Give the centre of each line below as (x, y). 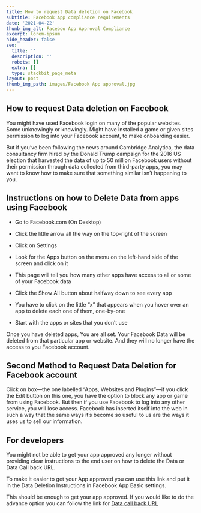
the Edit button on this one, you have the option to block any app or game (97, 396)
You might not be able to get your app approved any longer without (89, 455)
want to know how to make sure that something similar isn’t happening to (97, 173)
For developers (35, 440)
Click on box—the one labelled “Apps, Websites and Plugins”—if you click (97, 389)
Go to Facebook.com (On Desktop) (58, 222)
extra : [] (24, 67)
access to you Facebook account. (48, 347)
